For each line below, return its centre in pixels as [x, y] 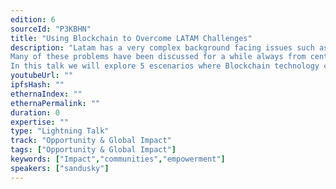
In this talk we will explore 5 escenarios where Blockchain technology [165, 66]
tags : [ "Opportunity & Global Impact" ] [93, 150]
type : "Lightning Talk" [60, 131]
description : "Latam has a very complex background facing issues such [162, 47]
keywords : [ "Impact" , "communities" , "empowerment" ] [118, 159]
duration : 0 [35, 112]
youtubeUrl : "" [42, 76]
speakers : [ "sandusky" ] [60, 168]
